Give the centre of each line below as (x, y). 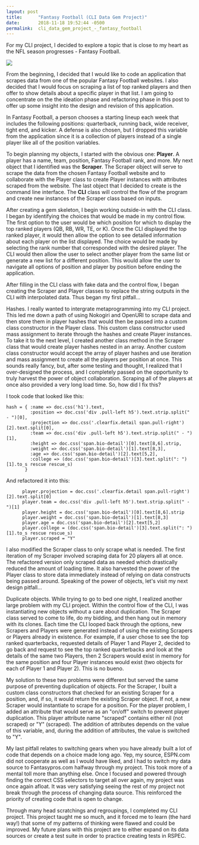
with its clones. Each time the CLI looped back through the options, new (94, 624)
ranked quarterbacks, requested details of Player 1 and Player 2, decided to (98, 643)
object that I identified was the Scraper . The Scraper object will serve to (94, 167)
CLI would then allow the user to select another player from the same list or (98, 254)
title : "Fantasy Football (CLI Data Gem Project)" (77, 17)
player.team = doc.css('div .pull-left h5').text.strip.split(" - (106, 502)
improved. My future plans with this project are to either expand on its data (97, 830)
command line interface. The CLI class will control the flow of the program (97, 192)
